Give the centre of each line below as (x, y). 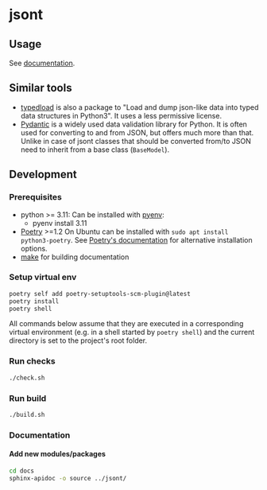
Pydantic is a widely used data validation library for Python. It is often (133, 124)
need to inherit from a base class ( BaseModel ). (95, 150)
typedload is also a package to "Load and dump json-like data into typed (139, 107)
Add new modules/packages (58, 454)
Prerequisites (35, 197)
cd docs (22, 471)
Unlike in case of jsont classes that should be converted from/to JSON (135, 141)
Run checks (32, 361)
